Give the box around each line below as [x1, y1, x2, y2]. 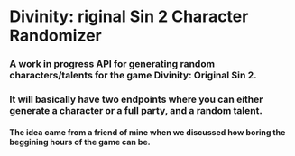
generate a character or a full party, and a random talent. [9, 105, 263, 117]
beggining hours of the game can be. [9, 136, 151, 147]
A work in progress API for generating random [9, 58, 215, 70]
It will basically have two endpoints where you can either [9, 93, 263, 106]
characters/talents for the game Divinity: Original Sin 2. [9, 69, 257, 82]
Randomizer [9, 25, 102, 46]
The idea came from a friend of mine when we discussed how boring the [9, 126, 286, 137]
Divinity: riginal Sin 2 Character [9, 6, 249, 27]
